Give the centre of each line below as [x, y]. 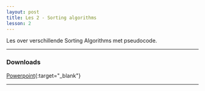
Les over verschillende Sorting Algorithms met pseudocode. [82, 41]
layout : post [23, 12]
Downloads [23, 62]
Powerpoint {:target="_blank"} [44, 75]
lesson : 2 [19, 23]
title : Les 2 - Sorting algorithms [52, 18]
